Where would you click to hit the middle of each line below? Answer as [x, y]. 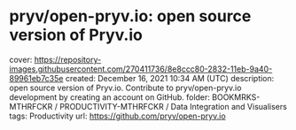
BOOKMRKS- [236, 97]
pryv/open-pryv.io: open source [130, 16]
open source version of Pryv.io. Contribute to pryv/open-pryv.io [125, 88]
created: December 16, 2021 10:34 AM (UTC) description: [170, 78]
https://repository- [68, 59]
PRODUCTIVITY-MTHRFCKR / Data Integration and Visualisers [173, 106]
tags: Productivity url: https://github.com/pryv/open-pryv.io [117, 116]
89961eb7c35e [36, 78]
